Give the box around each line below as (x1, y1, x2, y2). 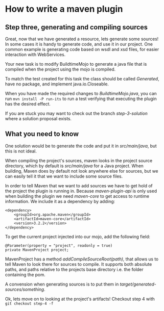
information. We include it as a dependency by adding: (5, 198, 115, 204)
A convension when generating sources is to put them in (5, 281, 119, 287)
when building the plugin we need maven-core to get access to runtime (5, 193, 149, 199)
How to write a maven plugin (5, 3, 123, 15)
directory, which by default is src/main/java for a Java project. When (5, 163, 143, 169)
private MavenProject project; (5, 247, 69, 252)
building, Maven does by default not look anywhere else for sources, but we (5, 168, 158, 174)
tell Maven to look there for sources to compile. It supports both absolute (5, 261, 152, 267)
